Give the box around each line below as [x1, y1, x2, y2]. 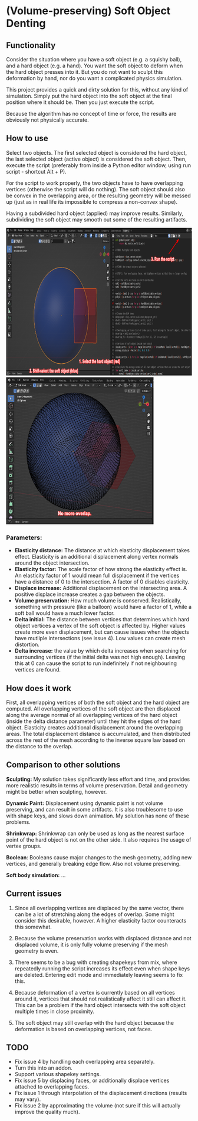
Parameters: [6, 533, 42, 542]
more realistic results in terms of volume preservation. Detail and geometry [6, 781, 188, 789]
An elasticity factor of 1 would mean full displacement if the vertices [14, 572, 180, 579]
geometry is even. [14, 947, 59, 954]
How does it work [6, 683, 72, 693]
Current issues [6, 889, 62, 899]
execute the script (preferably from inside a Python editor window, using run [6, 161, 192, 169]
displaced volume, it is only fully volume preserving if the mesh [14, 941, 168, 948]
